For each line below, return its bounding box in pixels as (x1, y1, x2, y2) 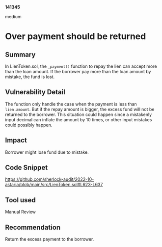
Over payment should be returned (5, 31, 146, 42)
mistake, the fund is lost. (5, 74, 55, 80)
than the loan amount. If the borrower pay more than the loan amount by (5, 69, 151, 74)
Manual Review (5, 209, 36, 215)
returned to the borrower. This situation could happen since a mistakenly (5, 111, 152, 117)
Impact (5, 136, 27, 144)
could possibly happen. (5, 122, 53, 128)
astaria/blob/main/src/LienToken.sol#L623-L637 (5, 182, 103, 188)
